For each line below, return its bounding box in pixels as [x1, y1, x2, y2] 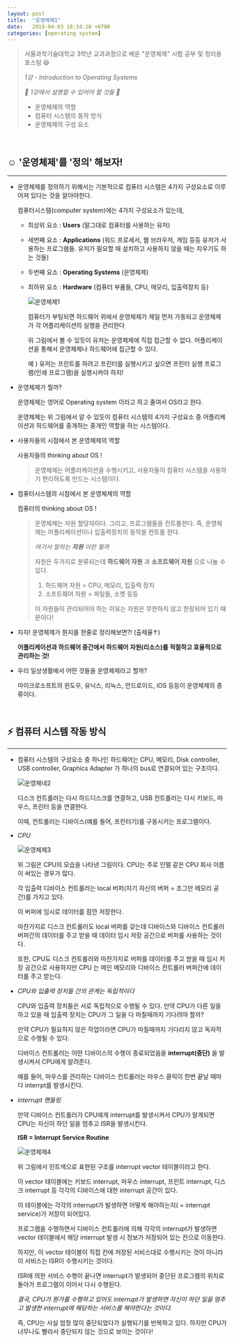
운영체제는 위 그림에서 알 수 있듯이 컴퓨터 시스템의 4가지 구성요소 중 [17, 413, 202, 421]
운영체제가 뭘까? [17, 383, 63, 391]
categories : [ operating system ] [7, 29, 101, 37]
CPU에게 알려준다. [41, 1057, 93, 1066]
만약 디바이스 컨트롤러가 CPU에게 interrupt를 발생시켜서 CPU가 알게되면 [17, 1110, 215, 1119]
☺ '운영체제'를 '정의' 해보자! [7, 156, 123, 168]
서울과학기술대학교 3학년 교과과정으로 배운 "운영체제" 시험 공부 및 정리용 [24, 50, 222, 58]
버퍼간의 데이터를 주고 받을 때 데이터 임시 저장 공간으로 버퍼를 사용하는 [17, 930, 209, 939]
